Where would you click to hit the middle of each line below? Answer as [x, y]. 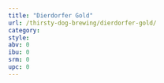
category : [24, 30]
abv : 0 [19, 45]
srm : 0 [19, 60]
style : [19, 38]
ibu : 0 [19, 52]
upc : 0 [19, 67]
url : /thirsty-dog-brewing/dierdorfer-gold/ [82, 23]
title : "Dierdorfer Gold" [50, 15]
